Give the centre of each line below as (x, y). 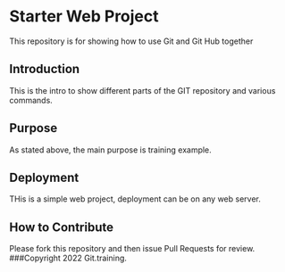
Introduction (45, 69)
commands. (31, 100)
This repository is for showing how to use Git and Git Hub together (131, 41)
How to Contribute (62, 227)
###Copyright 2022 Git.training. (68, 258)
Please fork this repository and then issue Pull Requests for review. (132, 249)
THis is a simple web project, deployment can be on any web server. (135, 199)
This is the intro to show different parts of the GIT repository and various (142, 90)
